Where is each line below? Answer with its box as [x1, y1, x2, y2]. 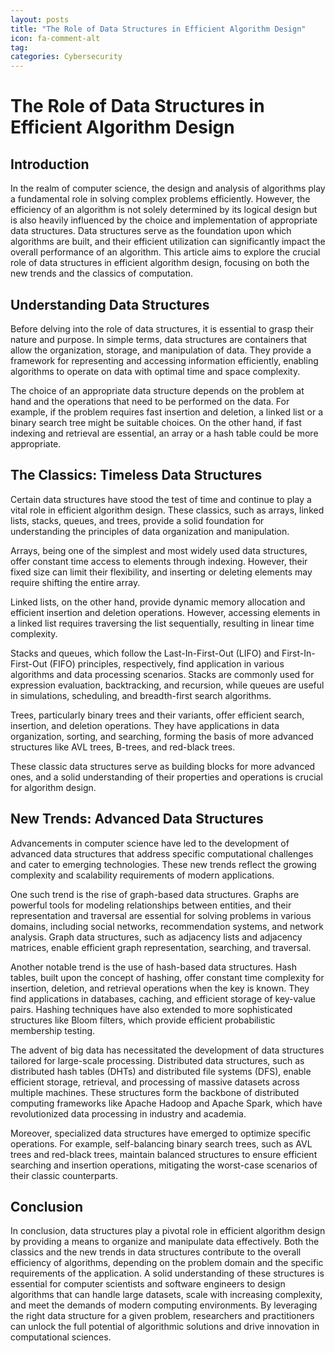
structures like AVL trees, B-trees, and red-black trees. [10, 741, 236, 753]
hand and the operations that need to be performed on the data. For [10, 395, 290, 407]
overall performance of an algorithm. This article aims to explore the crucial [10, 246, 321, 258]
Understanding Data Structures [10, 296, 210, 313]
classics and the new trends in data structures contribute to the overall [10, 1246, 302, 1258]
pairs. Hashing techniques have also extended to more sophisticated [10, 1003, 293, 1015]
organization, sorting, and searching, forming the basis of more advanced [10, 730, 314, 742]
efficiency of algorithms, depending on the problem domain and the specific [10, 1257, 324, 1269]
